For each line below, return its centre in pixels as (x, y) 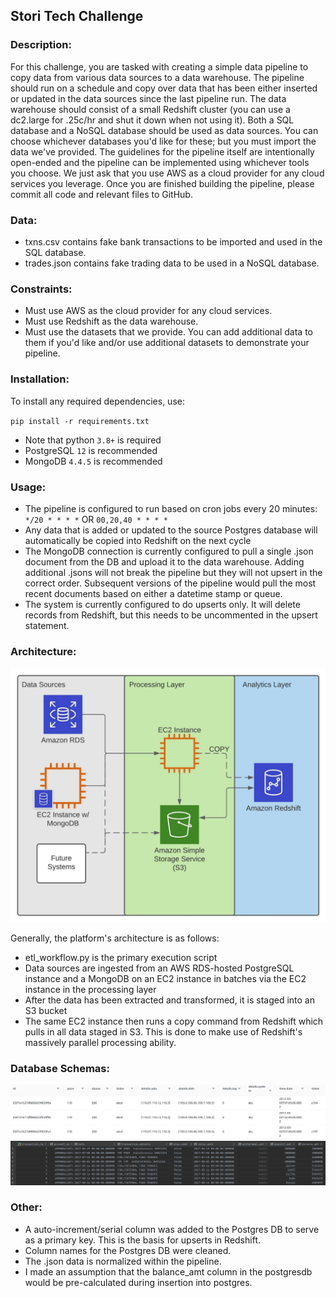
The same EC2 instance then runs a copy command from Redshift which (174, 1021)
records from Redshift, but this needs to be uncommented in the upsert (171, 615)
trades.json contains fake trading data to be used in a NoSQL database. (172, 263)
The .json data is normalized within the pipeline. (123, 1261)
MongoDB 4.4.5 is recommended (93, 461)
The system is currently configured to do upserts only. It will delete (162, 604)
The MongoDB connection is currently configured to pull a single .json (169, 551)
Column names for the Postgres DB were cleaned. (128, 1250)
